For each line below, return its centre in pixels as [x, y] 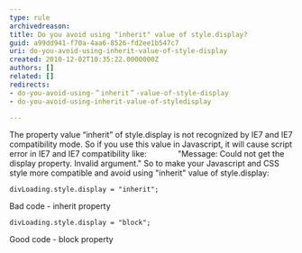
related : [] [32, 77]
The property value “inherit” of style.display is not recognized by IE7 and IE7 [151, 135]
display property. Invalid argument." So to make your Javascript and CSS [144, 164]
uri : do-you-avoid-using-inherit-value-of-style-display [119, 51]
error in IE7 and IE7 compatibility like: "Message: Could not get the [147, 154]
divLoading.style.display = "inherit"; [84, 190]
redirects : [30, 85]
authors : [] [32, 68]
